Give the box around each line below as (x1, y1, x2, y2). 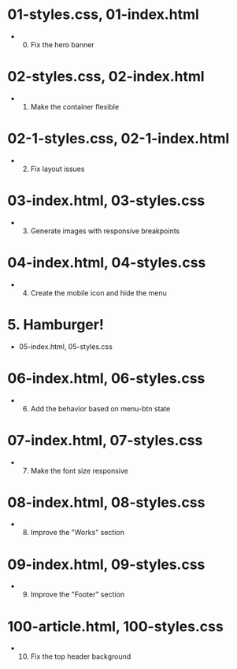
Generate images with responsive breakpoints (30, 226, 180, 236)
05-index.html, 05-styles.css (18, 341, 113, 351)
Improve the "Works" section (30, 528, 125, 537)
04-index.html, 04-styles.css (7, 254, 206, 271)
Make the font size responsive (30, 466, 129, 475)
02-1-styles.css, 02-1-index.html (7, 130, 230, 147)
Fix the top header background (30, 652, 131, 661)
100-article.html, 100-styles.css (7, 617, 224, 635)
